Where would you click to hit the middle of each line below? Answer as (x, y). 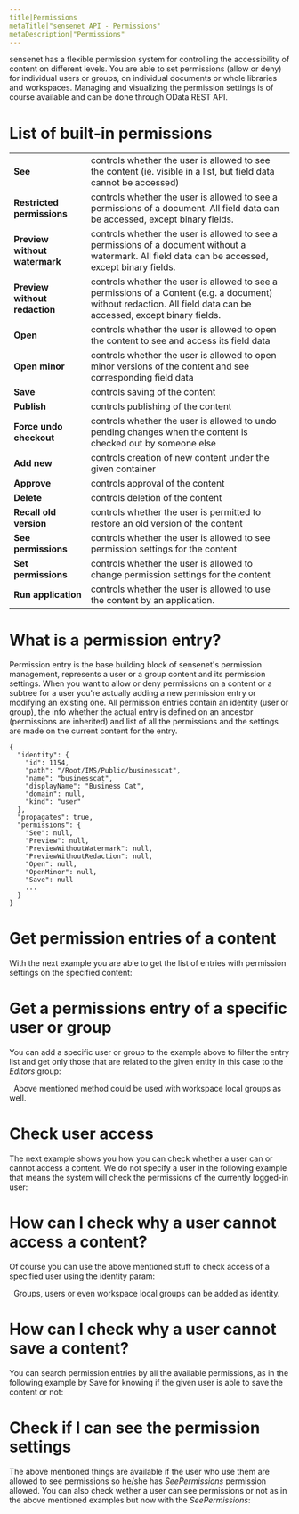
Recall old (35, 512)
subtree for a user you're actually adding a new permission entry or (133, 693)
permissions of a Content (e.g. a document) (182, 293)
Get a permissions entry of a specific (148, 1009)
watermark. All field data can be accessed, (179, 257)
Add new (33, 463)
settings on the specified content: (71, 973)
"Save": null (49, 880)
